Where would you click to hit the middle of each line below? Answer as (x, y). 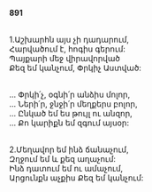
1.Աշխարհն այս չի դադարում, (69, 40)
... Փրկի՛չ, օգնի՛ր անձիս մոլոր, (70, 94)
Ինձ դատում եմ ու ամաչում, (66, 168)
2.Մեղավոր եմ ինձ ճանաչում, (69, 149)
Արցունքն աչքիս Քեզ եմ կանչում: (76, 178)
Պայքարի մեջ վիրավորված (65, 58)
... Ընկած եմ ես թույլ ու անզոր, (71, 113)
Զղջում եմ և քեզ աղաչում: (63, 159)
